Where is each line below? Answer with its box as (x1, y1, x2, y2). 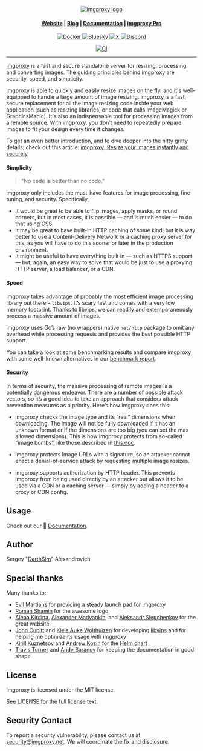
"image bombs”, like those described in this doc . (14, 439, 136, 446)
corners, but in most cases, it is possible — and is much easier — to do (14, 214, 192, 221)
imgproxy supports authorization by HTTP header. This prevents (14, 469, 175, 476)
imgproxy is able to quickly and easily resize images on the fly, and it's (6, 87, 182, 94)
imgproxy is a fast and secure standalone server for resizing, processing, (6, 62, 188, 70)
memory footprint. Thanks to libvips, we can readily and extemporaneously (6, 305, 193, 313)
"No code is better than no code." (21, 178, 105, 185)
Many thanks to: (6, 589, 47, 596)
